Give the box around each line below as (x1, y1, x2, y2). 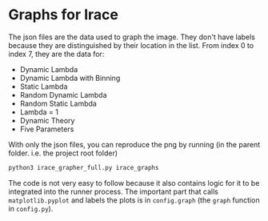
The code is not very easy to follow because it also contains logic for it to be (8, 178, 260, 187)
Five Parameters (19, 124, 74, 134)
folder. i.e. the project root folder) (8, 148, 118, 158)
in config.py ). (8, 203, 54, 213)
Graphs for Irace (8, 6, 118, 24)
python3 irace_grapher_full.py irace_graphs (8, 163, 159, 171)
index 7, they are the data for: (8, 49, 105, 58)
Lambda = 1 (19, 106, 58, 117)
